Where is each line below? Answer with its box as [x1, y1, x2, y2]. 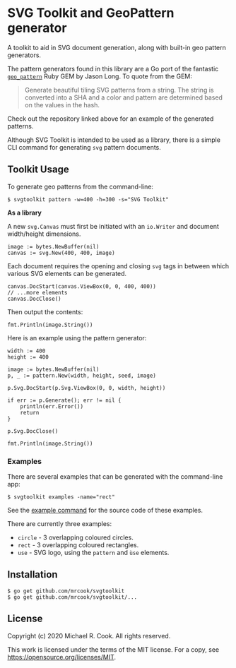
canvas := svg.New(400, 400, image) [7, 249, 115, 256]
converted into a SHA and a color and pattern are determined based [24, 93, 223, 102]
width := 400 [7, 347, 46, 354]
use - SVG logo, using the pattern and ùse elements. [17, 549, 170, 557]
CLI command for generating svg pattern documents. [7, 143, 161, 151]
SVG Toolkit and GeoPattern [7, 5, 175, 21]
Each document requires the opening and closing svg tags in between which [7, 261, 230, 270]
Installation [7, 568, 58, 580]
